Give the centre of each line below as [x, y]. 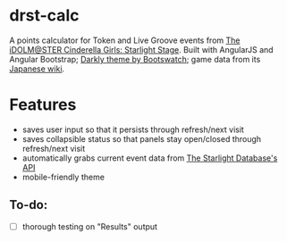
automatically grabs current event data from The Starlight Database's [150, 158]
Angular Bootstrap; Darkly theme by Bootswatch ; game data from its [135, 59]
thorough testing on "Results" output [90, 226]
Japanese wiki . [37, 69]
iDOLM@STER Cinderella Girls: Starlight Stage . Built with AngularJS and [142, 49]
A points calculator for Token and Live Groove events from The [125, 40]
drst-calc [44, 16]
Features [43, 105]
